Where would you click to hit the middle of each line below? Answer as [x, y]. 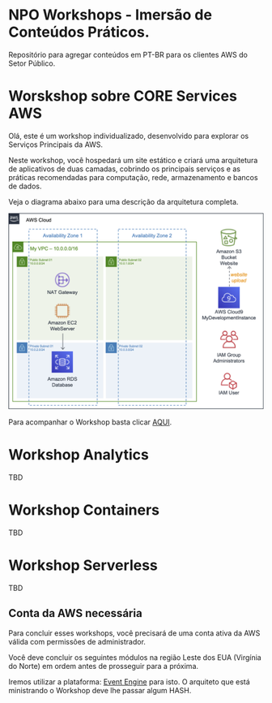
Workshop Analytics [79, 455]
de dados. [25, 186]
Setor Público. [32, 63]
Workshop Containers [84, 510]
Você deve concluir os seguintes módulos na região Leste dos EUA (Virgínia [135, 657]
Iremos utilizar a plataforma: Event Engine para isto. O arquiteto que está [130, 681]
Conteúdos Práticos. [79, 32]
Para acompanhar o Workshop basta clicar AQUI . [90, 422]
